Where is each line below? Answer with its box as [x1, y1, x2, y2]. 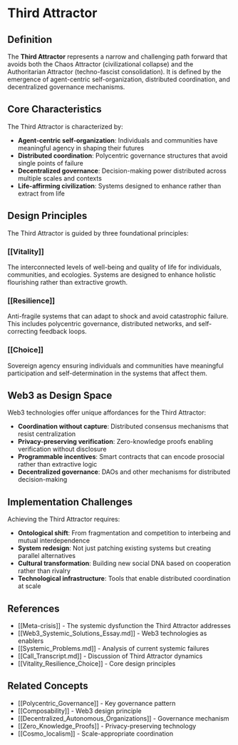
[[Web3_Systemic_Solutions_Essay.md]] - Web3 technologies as [17, 629, 207, 637]
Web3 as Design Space [7, 389, 113, 401]
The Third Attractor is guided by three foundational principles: [7, 228, 189, 237]
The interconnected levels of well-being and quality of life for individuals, [7, 263, 222, 271]
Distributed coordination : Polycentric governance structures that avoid [17, 151, 228, 160]
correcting [7, 327, 38, 336]
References [7, 602, 60, 614]
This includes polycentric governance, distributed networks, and [7, 320, 197, 328]
